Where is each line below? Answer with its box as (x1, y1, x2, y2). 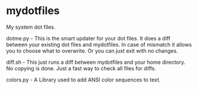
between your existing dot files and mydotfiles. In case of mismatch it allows (6, 41, 192, 48)
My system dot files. (6, 23, 56, 30)
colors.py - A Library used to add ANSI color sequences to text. (6, 76, 161, 83)
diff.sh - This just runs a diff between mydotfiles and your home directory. (6, 59, 186, 66)
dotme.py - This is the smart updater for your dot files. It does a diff (6, 35, 171, 42)
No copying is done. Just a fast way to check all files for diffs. (6, 64, 157, 71)
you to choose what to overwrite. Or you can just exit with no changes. (6, 47, 178, 54)
